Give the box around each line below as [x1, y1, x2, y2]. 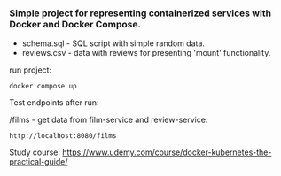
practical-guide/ [9, 157, 68, 167]
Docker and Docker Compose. [9, 18, 142, 30]
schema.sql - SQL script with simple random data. [21, 38, 206, 49]
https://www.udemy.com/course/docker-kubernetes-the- [61, 147, 272, 157]
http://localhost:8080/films [9, 132, 117, 141]
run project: [9, 65, 51, 75]
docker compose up [9, 82, 77, 91]
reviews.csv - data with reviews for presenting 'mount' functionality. [21, 48, 271, 58]
